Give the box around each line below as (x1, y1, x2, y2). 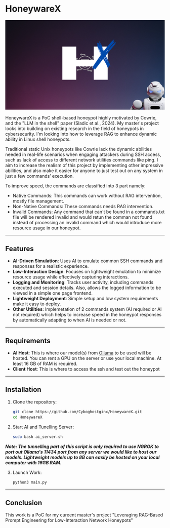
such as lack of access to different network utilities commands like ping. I (5, 157, 158, 163)
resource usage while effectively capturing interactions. (12, 274, 129, 280)
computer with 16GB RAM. (5, 459, 62, 466)
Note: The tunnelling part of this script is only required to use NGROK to (5, 443, 159, 450)
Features (5, 244, 34, 253)
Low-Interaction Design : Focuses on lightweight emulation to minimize (12, 269, 161, 275)
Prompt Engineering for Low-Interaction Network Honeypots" (5, 517, 133, 523)
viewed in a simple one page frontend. (12, 290, 93, 296)
